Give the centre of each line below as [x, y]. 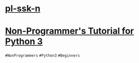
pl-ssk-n [23, 9]
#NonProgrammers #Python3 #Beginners [43, 56]
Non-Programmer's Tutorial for [69, 31]
